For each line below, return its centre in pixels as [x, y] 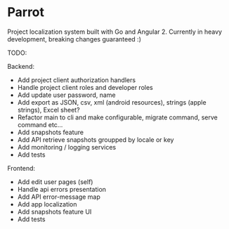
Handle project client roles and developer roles [85, 87]
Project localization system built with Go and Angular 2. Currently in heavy [115, 32]
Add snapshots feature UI [54, 211]
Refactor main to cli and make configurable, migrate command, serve [117, 117]
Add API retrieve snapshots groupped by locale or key [96, 139]
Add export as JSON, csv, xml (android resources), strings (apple [112, 102]
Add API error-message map [59, 197]
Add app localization [47, 204]
